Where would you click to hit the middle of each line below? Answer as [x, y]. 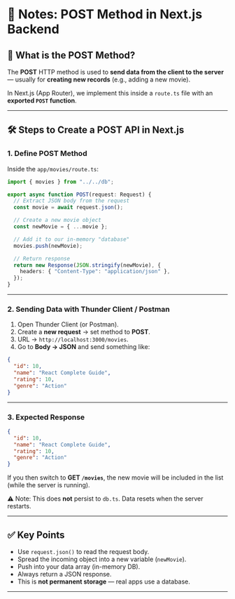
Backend [33, 29]
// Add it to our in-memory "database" [72, 239]
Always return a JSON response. [64, 574]
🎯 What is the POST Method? [71, 55]
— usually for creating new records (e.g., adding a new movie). [99, 79]
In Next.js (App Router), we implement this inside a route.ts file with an [110, 93]
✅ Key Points [36, 535]
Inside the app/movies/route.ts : [53, 169]
